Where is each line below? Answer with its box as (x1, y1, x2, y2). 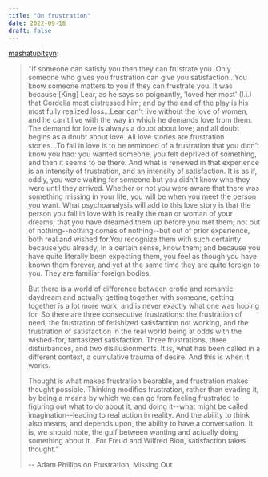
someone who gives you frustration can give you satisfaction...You (27, 73, 248, 83)
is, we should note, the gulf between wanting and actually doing (27, 427, 239, 437)
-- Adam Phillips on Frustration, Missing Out (27, 460, 173, 470)
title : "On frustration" (8, 11, 91, 20)
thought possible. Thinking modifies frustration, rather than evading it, (27, 385, 259, 394)
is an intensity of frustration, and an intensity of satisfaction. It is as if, (27, 166, 258, 176)
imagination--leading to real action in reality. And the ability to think (27, 410, 250, 420)
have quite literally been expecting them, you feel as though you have (27, 252, 258, 261)
